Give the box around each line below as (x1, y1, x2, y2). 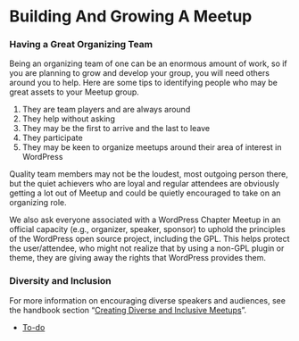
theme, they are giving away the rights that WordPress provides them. (9, 253, 266, 263)
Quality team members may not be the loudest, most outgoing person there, (9, 169, 288, 179)
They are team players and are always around (21, 104, 191, 115)
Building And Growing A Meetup (9, 6, 253, 27)
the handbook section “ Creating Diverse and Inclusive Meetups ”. (9, 304, 247, 315)
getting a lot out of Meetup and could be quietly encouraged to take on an (9, 187, 281, 198)
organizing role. (9, 197, 67, 208)
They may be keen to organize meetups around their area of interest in (21, 142, 282, 153)
